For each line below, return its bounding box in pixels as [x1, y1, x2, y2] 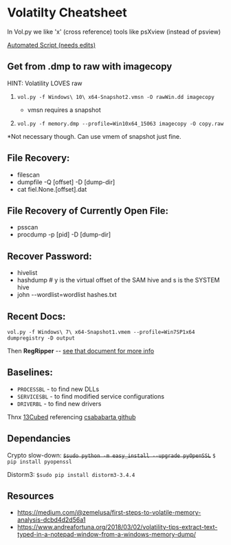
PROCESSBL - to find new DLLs [16, 385, 100, 393]
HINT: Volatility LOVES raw [7, 79, 82, 87]
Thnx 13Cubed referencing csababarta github [7, 412, 136, 421]
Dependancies [7, 433, 71, 445]
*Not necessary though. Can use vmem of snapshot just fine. [7, 132, 181, 140]
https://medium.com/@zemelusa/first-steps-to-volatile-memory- [16, 509, 201, 517]
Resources [7, 490, 54, 502]
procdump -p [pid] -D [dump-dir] [16, 230, 111, 238]
